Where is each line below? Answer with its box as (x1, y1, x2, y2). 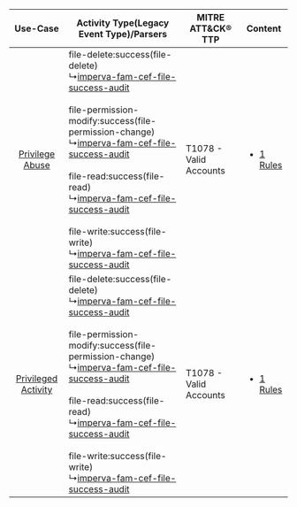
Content (246, 22, 282, 35)
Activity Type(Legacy (76, 17, 170, 29)
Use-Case (14, 22, 59, 35)
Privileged (16, 373, 58, 384)
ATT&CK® (189, 22, 232, 35)
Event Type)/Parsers (78, 28, 168, 40)
